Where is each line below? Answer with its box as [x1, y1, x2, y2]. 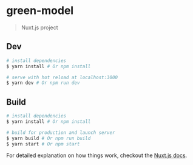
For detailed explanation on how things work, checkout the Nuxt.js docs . [6, 152, 188, 159]
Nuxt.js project [21, 24, 59, 31]
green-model [6, 4, 74, 18]
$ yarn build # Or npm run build [6, 135, 91, 141]
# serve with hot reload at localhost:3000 [6, 74, 118, 80]
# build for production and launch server [6, 129, 115, 136]
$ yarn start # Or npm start [6, 141, 80, 147]
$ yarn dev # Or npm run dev [6, 80, 80, 86]
